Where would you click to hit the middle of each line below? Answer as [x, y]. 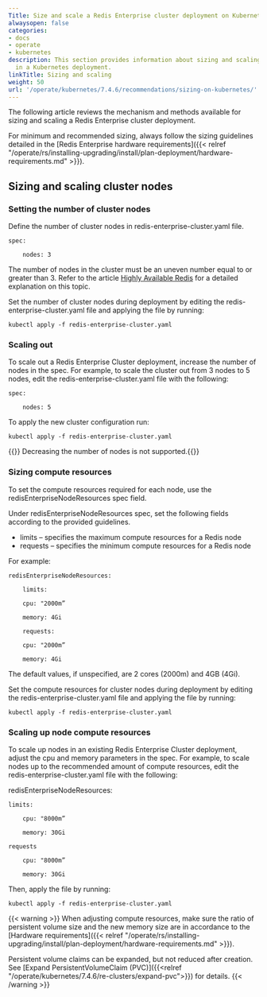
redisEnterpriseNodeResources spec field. [77, 498]
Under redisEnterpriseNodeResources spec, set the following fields [118, 513]
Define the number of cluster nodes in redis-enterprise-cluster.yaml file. [126, 227]
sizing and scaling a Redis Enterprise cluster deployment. [102, 121]
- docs [19, 38]
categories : [28, 30]
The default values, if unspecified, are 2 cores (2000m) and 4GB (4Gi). [124, 673]
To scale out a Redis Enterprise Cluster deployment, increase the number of [132, 362]
